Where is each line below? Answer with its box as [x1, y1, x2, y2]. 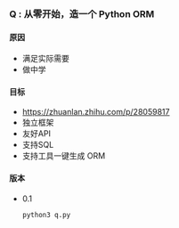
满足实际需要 [21, 53, 69, 64]
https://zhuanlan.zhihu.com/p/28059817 [21, 107, 170, 118]
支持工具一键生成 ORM [21, 151, 106, 161]
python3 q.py [21, 210, 71, 219]
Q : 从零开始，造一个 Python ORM [9, 7, 155, 20]
